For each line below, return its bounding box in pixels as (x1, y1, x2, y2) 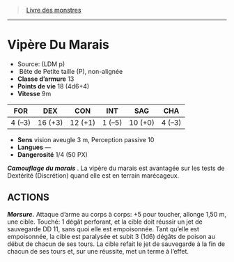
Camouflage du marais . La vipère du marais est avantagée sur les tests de (7, 164, 225, 172)
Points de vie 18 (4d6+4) (17, 82, 90, 90)
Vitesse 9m (17, 89, 52, 98)
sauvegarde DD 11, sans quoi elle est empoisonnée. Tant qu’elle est (7, 224, 200, 233)
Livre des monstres (26, 6, 81, 14)
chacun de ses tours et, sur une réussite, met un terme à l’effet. (7, 247, 189, 255)
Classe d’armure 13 (17, 75, 75, 83)
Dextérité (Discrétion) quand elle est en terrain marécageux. (7, 171, 180, 180)
